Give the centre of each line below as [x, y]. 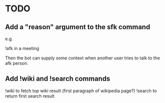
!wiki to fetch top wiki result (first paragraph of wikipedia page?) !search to [81, 91]
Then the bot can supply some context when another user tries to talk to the [82, 58]
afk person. [17, 63]
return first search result [30, 96]
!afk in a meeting [22, 48]
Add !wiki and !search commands [58, 79]
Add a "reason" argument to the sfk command [78, 27]
